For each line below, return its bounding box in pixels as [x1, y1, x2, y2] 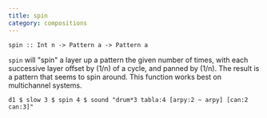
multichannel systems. [8, 81, 82, 90]
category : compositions [8, 19, 88, 27]
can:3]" [8, 103, 34, 111]
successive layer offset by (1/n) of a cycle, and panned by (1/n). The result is [8, 63, 260, 73]
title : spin [8, 11, 48, 20]
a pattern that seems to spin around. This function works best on [8, 72, 222, 81]
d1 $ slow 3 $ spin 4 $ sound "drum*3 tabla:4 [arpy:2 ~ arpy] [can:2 [8, 96, 249, 104]
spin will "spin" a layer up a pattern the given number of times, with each [8, 55, 249, 65]
